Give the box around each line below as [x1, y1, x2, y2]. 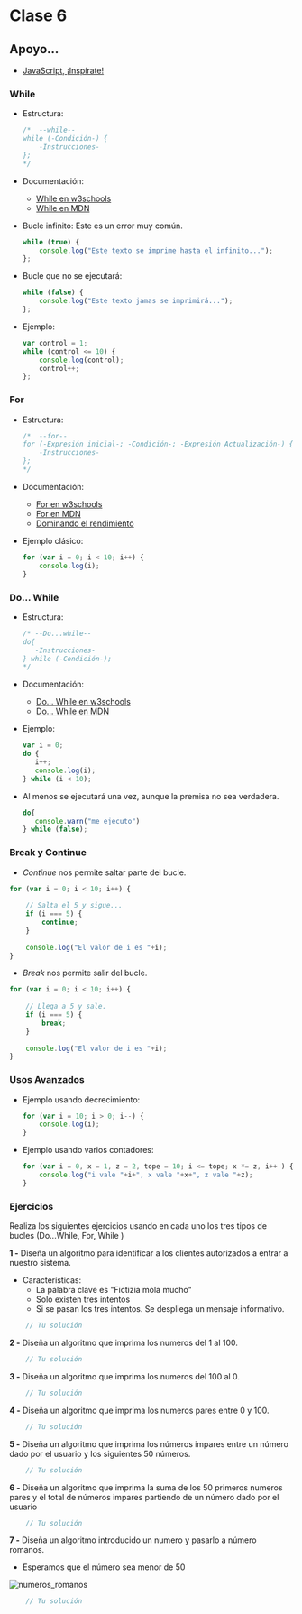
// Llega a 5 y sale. [25, 1002, 106, 1011]
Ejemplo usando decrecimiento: [22, 1093, 141, 1105]
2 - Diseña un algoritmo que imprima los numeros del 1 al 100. [9, 1337, 239, 1349]
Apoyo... [9, 42, 59, 57]
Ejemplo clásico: [22, 535, 84, 546]
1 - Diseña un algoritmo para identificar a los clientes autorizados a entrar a [9, 1248, 288, 1259]
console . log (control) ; [39, 355, 124, 364]
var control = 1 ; [22, 338, 88, 347]
